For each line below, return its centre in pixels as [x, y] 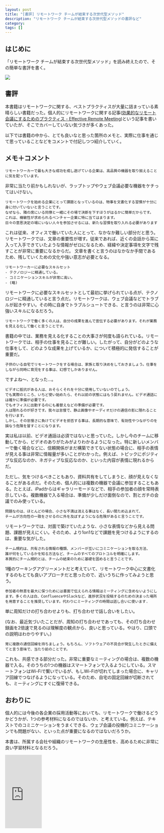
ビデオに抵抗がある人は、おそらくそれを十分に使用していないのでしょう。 [69, 390]
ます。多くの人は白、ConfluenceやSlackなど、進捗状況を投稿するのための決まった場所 [81, 596]
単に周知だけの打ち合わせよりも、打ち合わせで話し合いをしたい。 [71, 611]
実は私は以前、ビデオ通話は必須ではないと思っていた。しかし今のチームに [80, 436]
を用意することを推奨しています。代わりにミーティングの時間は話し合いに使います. [77, 602]
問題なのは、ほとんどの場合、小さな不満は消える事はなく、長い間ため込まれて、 [74, 511]
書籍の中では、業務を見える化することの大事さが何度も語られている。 [76, 336]
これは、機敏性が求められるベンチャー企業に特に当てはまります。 [61, 218]
